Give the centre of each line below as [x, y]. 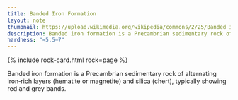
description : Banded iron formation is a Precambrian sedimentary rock [115, 33]
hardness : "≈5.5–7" [36, 40]
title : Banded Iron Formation [52, 14]
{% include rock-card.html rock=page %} [68, 60]
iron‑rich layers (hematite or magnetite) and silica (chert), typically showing [117, 81]
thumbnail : [23, 27]
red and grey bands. [37, 89]
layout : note [27, 20]
